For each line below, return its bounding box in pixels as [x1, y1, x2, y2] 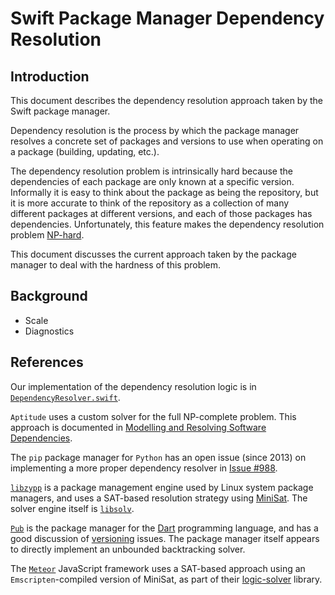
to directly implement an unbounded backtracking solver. [10, 543, 246, 555]
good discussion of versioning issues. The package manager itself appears [10, 532, 320, 544]
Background [10, 288, 88, 305]
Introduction [10, 68, 90, 85]
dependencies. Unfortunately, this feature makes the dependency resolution [10, 218, 325, 230]
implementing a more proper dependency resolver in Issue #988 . [10, 462, 278, 474]
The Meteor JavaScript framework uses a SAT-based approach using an [10, 562, 306, 574]
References [10, 354, 84, 371]
